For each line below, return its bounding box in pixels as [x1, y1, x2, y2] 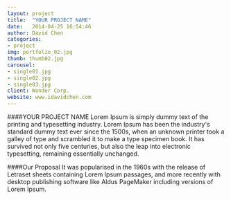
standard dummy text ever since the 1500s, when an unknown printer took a [7, 127, 225, 136]
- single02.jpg [7, 74, 51, 82]
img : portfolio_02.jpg [7, 49, 73, 56]
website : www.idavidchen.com [7, 94, 92, 101]
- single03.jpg [7, 81, 51, 88]
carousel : [7, 62, 36, 69]
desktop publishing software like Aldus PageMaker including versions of [7, 178, 214, 185]
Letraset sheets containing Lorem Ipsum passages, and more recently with [7, 170, 221, 179]
